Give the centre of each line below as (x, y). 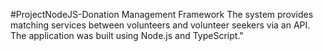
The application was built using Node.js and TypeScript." (127, 35)
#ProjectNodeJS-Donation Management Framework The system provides (162, 14)
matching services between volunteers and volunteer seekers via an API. (160, 25)
